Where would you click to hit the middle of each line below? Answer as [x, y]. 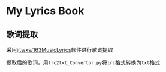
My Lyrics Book [45, 11]
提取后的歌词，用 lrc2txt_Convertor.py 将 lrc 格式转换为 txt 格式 [83, 62]
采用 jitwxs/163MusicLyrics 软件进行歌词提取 [60, 50]
